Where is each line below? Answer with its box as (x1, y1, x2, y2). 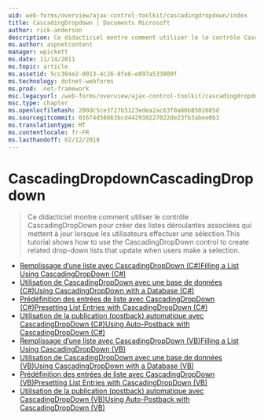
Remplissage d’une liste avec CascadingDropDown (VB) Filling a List (19, 336, 240, 346)
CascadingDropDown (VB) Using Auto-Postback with (19, 395, 190, 404)
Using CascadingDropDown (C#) (19, 269, 126, 279)
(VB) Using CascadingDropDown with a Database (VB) (19, 361, 195, 370)
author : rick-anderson (8, 26, 82, 34)
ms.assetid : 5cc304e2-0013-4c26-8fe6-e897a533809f (8, 70, 178, 78)
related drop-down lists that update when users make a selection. (27, 245, 240, 256)
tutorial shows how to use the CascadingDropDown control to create (27, 238, 250, 247)
